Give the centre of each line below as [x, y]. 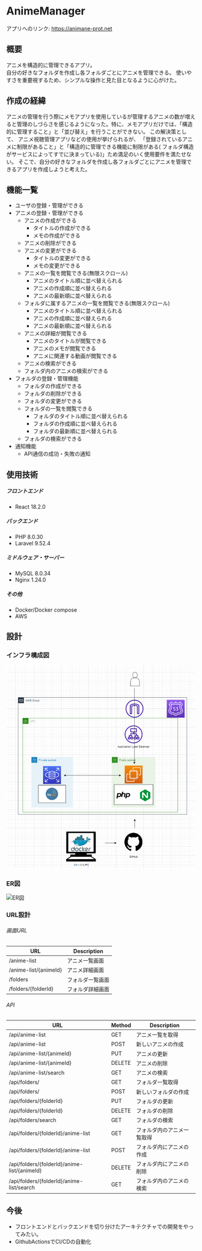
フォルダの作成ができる [53, 386]
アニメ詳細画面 [85, 970]
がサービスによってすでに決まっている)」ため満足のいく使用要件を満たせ [96, 154]
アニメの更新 [152, 1054]
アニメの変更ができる [50, 250]
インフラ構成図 [28, 655]
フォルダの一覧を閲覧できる [58, 409]
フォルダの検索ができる [53, 439]
